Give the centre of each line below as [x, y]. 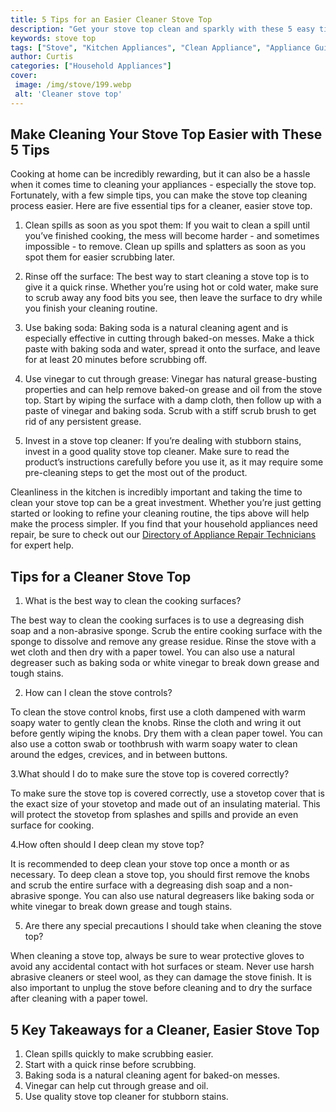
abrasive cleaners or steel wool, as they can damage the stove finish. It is [161, 977]
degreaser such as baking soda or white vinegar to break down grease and [165, 663]
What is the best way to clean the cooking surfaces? [133, 601]
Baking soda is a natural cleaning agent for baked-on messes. [152, 1075]
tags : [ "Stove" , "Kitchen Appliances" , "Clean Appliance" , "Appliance [160, 47]
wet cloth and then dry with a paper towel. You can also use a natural [152, 652]
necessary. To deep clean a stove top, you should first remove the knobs [160, 875]
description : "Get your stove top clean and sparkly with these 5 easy [162, 29]
